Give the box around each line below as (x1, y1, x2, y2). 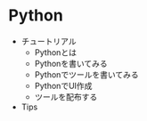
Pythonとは (34, 46, 78, 58)
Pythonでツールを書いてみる (34, 69, 139, 80)
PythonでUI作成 (34, 80, 93, 91)
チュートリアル (20, 36, 77, 46)
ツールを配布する (34, 91, 98, 102)
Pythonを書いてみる (34, 58, 108, 69)
